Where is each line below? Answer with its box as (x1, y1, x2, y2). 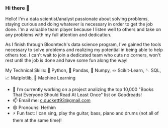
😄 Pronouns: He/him (12, 104, 56, 110)
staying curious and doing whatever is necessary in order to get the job (5, 21, 153, 27)
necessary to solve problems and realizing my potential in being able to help (5, 47, 163, 53)
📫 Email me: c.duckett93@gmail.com (12, 97, 91, 103)
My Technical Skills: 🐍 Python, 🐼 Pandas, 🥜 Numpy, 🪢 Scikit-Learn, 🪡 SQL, (5, 67, 161, 73)
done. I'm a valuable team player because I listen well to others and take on (5, 26, 161, 32)
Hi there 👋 (5, 4, 30, 11)
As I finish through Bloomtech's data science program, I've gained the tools (5, 41, 161, 47)
